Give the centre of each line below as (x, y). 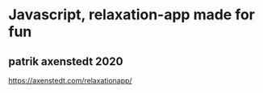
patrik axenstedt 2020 (66, 61)
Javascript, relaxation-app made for (132, 15)
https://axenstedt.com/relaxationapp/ (70, 81)
